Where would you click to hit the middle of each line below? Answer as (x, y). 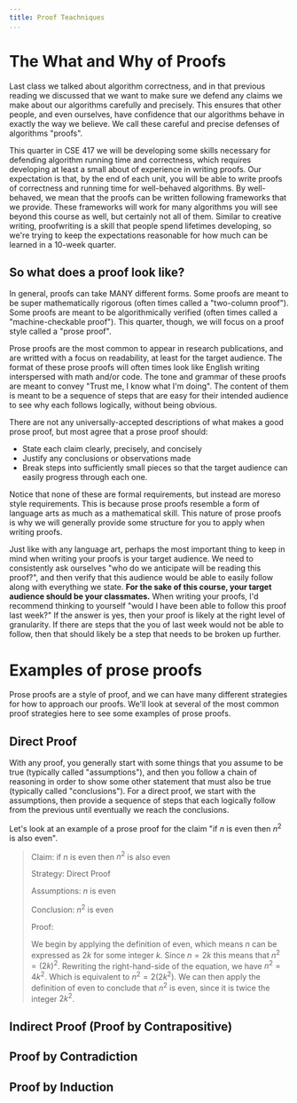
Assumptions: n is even (74, 891)
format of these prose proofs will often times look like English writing (134, 367)
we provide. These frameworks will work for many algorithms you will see (144, 207)
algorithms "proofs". (46, 133)
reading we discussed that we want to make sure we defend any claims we (146, 95)
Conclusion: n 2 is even (72, 909)
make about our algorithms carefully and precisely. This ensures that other (145, 105)
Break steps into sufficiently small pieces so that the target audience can (155, 468)
